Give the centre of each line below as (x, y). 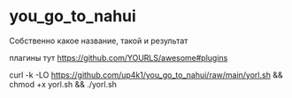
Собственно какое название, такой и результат (99, 41)
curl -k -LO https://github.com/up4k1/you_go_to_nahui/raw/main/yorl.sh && (146, 75)
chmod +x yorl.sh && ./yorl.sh (63, 84)
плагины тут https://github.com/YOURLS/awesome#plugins (119, 57)
